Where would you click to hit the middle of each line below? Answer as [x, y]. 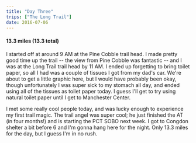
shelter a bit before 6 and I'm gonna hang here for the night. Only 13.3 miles [97, 127]
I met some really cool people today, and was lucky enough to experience [95, 109]
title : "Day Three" [30, 11]
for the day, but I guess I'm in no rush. [52, 133]
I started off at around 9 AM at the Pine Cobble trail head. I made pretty [92, 54]
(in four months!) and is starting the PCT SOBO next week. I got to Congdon [97, 121]
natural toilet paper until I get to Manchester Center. [68, 97]
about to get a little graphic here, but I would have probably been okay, [91, 79]
